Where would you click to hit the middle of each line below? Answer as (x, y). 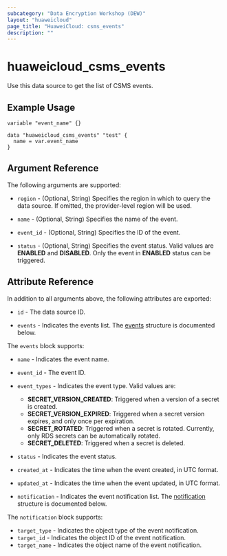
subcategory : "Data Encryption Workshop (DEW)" (77, 13)
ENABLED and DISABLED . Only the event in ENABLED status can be (114, 253)
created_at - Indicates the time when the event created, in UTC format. (118, 469)
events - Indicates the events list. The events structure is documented (116, 325)
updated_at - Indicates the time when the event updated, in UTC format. (119, 483)
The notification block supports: (55, 517)
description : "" (30, 33)
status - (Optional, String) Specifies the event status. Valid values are (116, 246)
